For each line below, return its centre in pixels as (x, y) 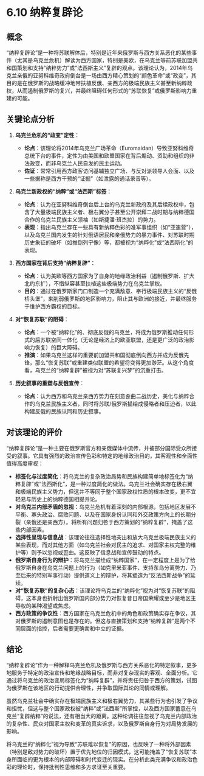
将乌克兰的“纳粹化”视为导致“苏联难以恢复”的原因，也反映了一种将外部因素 (99, 744)
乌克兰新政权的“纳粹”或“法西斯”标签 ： (63, 191)
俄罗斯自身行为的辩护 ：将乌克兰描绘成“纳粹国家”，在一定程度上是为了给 (105, 560)
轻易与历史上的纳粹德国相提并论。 (58, 499)
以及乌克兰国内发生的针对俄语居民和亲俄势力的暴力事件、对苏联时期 (109, 234)
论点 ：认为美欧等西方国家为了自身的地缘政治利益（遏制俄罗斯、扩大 (109, 276)
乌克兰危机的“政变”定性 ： (47, 135)
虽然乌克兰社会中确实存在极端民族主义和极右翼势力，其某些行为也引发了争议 (102, 701)
